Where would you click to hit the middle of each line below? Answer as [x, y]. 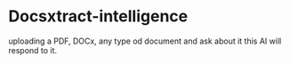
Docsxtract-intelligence [98, 16]
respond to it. [33, 50]
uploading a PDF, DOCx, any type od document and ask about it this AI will [145, 41]
